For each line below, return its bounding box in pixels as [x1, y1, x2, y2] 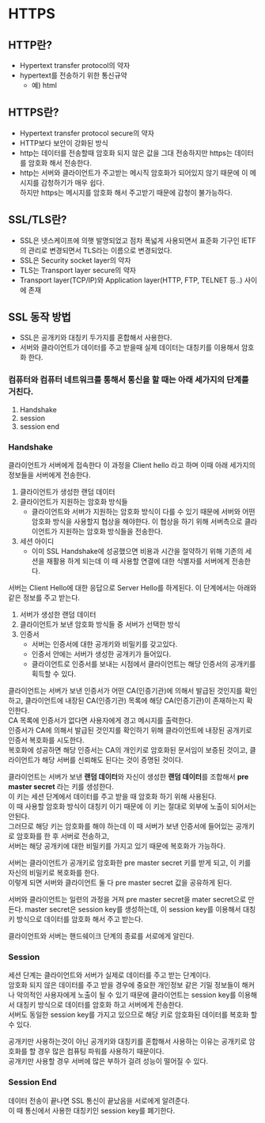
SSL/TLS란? [8, 213, 67, 226]
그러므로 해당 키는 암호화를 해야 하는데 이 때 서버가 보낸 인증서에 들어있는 [8, 821, 234, 831]
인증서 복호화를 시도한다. [8, 735, 85, 745]
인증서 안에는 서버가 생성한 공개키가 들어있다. [31, 650, 172, 659]
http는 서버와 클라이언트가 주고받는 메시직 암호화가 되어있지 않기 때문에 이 [19, 168, 248, 177]
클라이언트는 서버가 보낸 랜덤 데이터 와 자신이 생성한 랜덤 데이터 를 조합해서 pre [8, 772, 249, 782]
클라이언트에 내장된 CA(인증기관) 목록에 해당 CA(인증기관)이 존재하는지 [25, 696, 245, 705]
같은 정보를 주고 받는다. [8, 593, 81, 602]
